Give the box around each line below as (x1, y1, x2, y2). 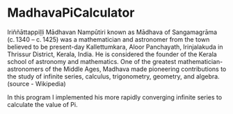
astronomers (7, 65, 44, 73)
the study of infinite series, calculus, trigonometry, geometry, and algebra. (7, 72, 220, 81)
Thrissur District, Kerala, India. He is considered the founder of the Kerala (7, 50, 217, 58)
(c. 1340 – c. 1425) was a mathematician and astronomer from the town (7, 35, 210, 43)
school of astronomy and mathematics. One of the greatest (7, 57, 177, 65)
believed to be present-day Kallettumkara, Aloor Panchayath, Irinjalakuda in (7, 42, 223, 51)
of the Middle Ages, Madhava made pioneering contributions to (45, 65, 227, 73)
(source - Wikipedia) (7, 79, 66, 88)
